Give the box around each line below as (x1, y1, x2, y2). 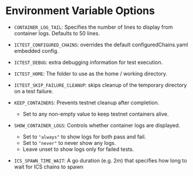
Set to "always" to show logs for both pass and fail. (22, 133, 146, 140)
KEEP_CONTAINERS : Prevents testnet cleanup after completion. (13, 99, 160, 106)
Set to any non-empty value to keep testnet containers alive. (22, 110, 169, 117)
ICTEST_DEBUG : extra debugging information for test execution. (13, 59, 163, 66)
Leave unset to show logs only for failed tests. (22, 145, 134, 153)
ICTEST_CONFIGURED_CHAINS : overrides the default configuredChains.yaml (13, 41, 188, 48)
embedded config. (13, 47, 59, 54)
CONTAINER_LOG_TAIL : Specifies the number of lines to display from (13, 23, 173, 31)
